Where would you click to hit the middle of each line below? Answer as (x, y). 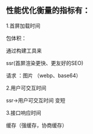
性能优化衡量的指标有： (48, 11)
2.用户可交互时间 (26, 88)
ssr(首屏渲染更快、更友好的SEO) (45, 63)
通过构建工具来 (24, 50)
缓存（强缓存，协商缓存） (37, 125)
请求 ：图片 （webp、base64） (44, 75)
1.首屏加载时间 (23, 26)
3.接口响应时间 (24, 112)
